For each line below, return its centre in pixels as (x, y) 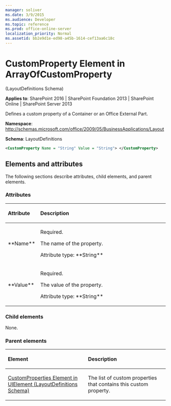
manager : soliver (24, 10)
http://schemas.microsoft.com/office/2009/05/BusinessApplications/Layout (85, 129)
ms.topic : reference (27, 24)
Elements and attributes (44, 164)
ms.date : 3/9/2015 (25, 15)
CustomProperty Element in (65, 64)
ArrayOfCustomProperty (59, 75)
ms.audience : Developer (31, 19)
